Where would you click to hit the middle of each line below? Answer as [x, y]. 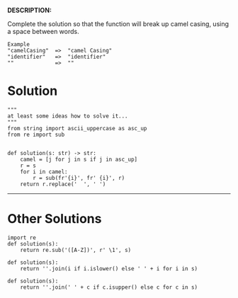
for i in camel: [44, 172]
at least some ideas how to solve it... [68, 116]
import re [22, 237]
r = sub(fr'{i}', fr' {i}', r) [79, 178]
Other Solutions [55, 219]
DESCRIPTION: [29, 10]
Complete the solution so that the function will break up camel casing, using [118, 24]
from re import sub [36, 134]
